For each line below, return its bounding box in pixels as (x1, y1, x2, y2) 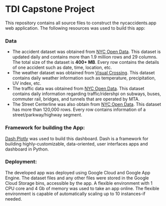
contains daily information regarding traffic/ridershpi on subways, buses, (12, 91, 161, 97)
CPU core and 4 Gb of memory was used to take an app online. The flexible (5, 185, 160, 191)
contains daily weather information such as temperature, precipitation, (12, 75, 156, 81)
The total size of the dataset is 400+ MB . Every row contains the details (12, 59, 160, 65)
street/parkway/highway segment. (12, 112, 83, 118)
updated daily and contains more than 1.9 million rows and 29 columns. (12, 54, 158, 60)
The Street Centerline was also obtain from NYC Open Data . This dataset (12, 102, 162, 107)
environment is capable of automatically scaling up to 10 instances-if (5, 191, 146, 197)
